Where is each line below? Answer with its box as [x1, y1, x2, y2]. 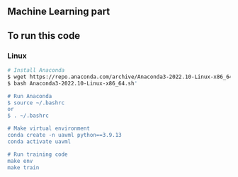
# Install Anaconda [7, 67, 65, 74]
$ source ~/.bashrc [7, 99, 65, 106]
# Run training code [7, 151, 69, 158]
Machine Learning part [7, 6, 110, 18]
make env [7, 157, 33, 164]
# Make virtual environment [7, 125, 91, 133]
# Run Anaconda [7, 92, 52, 99]
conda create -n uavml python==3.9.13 [7, 132, 122, 139]
